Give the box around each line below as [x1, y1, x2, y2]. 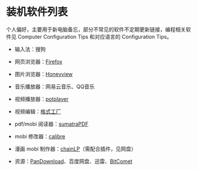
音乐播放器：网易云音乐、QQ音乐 [14, 83, 95, 90]
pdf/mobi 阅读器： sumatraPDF [14, 120, 89, 127]
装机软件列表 [6, 5, 69, 19]
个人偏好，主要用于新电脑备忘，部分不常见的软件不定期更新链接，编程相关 [6, 26, 186, 33]
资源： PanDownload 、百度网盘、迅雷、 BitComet [14, 158, 133, 165]
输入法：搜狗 [14, 45, 46, 53]
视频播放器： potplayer [14, 95, 69, 103]
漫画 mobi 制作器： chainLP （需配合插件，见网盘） [14, 145, 137, 152]
